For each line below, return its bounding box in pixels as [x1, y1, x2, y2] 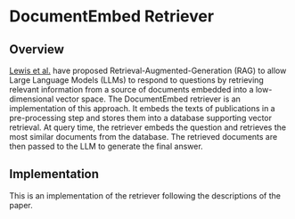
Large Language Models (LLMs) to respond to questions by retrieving [9, 75, 265, 85]
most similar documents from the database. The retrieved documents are [9, 132, 278, 142]
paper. [9, 199, 33, 210]
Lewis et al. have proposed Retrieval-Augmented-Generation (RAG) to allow [9, 65, 287, 76]
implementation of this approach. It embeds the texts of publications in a [9, 103, 275, 113]
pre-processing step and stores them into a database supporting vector [9, 113, 273, 123]
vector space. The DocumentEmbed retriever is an [55, 93, 241, 104]
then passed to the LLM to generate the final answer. [9, 141, 203, 151]
